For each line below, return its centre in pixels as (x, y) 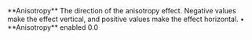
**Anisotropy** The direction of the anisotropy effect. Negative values (122, 11)
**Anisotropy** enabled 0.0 (53, 27)
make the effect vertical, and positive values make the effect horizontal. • (126, 19)
